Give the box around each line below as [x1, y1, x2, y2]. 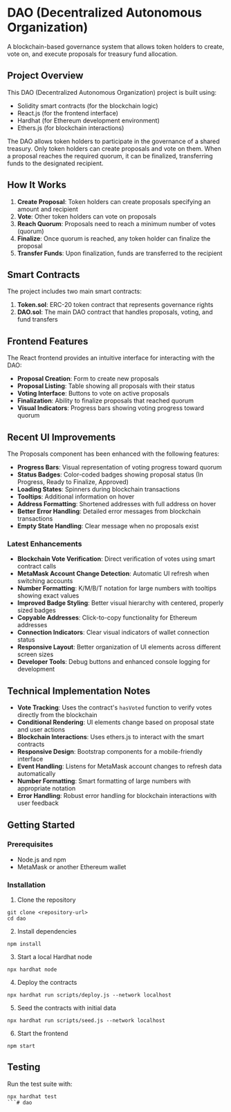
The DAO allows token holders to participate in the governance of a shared [7, 137, 220, 145]
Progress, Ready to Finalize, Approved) [17, 478, 129, 485]
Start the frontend [17, 1029, 68, 1038]
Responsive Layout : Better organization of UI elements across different [17, 643, 221, 651]
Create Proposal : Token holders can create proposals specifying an [17, 197, 211, 205]
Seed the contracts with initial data [17, 1004, 116, 1012]
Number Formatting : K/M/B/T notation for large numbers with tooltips [17, 584, 216, 593]
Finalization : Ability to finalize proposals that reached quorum [17, 396, 194, 405]
